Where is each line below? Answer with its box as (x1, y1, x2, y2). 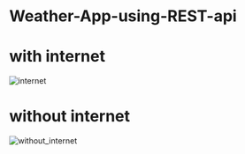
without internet (9, 106, 131, 127)
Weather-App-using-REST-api (9, 6, 237, 26)
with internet (9, 47, 106, 67)
